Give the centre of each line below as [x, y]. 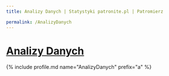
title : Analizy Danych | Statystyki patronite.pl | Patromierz [85, 11]
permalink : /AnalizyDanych [39, 22]
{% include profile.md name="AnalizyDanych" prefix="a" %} [79, 67]
